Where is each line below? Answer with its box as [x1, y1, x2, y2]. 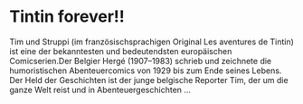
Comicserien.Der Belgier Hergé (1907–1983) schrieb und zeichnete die [9, 55, 272, 66]
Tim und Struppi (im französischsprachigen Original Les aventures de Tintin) [9, 36, 294, 47]
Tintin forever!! [9, 6, 125, 27]
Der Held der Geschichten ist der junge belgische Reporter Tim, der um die [9, 74, 289, 85]
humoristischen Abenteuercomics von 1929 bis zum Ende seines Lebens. [9, 65, 282, 76]
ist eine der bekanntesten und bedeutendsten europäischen [9, 45, 232, 56]
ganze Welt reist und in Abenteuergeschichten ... [9, 84, 192, 95]
